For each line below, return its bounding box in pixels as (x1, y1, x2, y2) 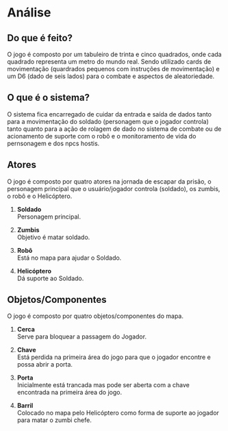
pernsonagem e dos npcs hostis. (7, 139, 100, 147)
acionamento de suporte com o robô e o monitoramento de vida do (7, 132, 197, 140)
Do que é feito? (7, 32, 73, 44)
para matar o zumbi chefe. (16, 416, 92, 424)
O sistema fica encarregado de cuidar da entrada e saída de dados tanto (7, 110, 212, 118)
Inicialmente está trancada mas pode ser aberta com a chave (16, 381, 190, 389)
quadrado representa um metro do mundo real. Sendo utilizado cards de (7, 58, 212, 66)
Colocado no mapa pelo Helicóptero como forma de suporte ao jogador (16, 409, 219, 417)
